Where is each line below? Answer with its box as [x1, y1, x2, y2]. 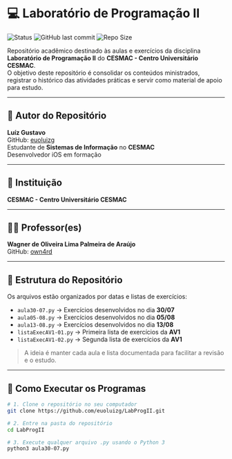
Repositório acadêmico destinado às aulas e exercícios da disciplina [7, 46, 201, 55]
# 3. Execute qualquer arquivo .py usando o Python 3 [7, 439, 166, 446]
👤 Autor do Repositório [7, 110, 107, 122]
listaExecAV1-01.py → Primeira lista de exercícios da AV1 [17, 328, 181, 336]
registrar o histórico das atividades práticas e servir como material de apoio [7, 75, 222, 84]
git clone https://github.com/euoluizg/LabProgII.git [7, 407, 166, 414]
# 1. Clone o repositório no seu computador [7, 401, 137, 408]
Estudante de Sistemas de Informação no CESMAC [7, 143, 155, 151]
